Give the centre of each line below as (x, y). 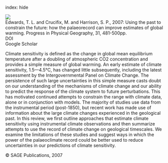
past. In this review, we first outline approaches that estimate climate (77, 118)
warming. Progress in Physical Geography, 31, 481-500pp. (66, 33)
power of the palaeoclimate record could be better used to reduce (74, 140)
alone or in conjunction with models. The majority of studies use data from (83, 102)
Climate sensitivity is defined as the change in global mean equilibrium (79, 54)
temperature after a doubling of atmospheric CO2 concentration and (77, 59)
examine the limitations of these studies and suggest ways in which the (80, 135)
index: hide (17, 7)
